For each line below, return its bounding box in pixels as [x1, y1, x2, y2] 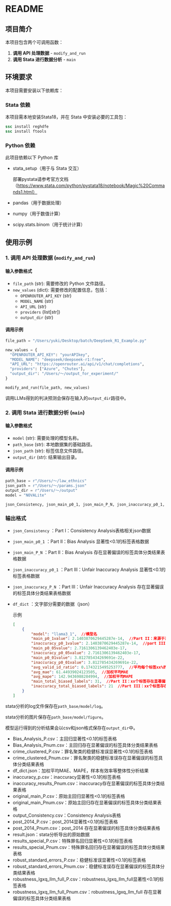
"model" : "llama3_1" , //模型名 [31, 631, 98, 636]
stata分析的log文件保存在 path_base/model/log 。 [5, 703, 106, 709]
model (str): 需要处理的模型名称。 [12, 435, 81, 441]
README [5, 3, 44, 15]
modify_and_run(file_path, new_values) [5, 385, 90, 390]
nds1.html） [12, 189, 38, 195]
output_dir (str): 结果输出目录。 [12, 454, 80, 460]
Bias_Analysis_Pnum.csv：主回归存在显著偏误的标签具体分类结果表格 [12, 742, 158, 748]
